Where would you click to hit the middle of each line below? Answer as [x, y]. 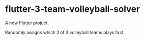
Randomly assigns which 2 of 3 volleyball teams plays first [64, 32]
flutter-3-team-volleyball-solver [72, 9]
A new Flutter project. [27, 23]
